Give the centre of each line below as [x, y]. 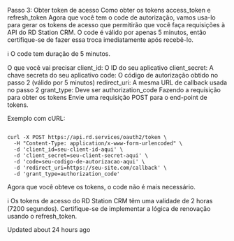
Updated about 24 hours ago [49, 229]
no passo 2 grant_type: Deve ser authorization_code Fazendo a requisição [114, 90]
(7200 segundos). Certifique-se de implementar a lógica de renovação [109, 209]
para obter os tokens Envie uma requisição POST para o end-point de [107, 97]
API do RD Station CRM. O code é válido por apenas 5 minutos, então [107, 32]
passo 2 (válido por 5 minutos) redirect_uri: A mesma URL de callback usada [117, 82]
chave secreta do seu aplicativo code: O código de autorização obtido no [113, 75]
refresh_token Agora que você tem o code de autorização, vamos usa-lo [111, 17]
